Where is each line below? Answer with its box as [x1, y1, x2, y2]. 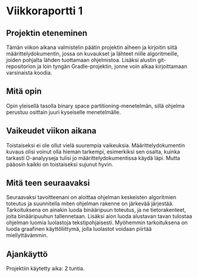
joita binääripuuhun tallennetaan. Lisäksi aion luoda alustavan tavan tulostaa [6, 213, 192, 220]
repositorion [6, 63, 36, 70]
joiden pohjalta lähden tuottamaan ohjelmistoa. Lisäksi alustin [6, 57, 156, 63]
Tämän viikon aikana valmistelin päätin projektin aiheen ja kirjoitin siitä [6, 44, 177, 51]
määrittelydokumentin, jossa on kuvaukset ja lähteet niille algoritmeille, [6, 50, 179, 57]
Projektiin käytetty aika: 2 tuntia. [6, 265, 85, 272]
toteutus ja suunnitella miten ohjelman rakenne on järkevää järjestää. [6, 200, 174, 207]
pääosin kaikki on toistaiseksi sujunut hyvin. [6, 160, 114, 168]
